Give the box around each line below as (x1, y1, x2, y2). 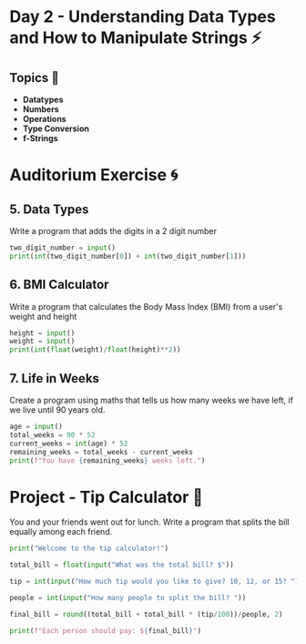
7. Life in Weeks (9, 371, 100, 386)
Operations (22, 114, 66, 124)
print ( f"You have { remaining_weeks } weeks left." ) (9, 455, 206, 465)
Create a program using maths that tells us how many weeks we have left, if (9, 394, 294, 405)
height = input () (9, 328, 76, 338)
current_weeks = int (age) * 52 (9, 439, 128, 448)
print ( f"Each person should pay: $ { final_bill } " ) (9, 626, 202, 635)
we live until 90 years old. (9, 404, 106, 415)
